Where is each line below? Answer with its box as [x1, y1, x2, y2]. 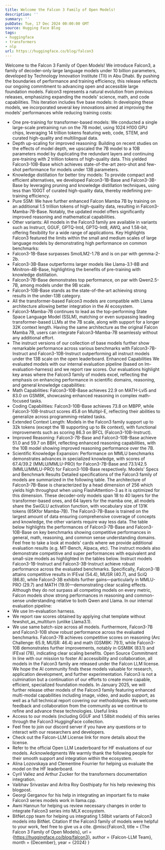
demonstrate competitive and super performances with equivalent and [12, 550, 156, 556]
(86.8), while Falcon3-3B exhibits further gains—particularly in [12, 576, 139, 582]
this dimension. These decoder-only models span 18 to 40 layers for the [12, 492, 159, 498]
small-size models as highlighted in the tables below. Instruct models [12, 555, 152, 562]
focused [12, 398, 30, 404]
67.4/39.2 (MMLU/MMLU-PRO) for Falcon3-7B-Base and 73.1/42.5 [12, 461, 147, 467]
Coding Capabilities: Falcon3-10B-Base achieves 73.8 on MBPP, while [12, 403, 154, 409]
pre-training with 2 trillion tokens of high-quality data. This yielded [12, 156, 147, 162]
